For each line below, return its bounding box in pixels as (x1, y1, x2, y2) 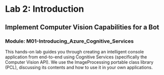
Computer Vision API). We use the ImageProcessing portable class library (5, 59, 154, 65)
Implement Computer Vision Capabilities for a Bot (5, 23, 160, 31)
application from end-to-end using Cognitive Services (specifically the (5, 54, 147, 60)
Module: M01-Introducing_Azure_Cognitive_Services (5, 38, 134, 45)
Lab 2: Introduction (5, 3, 84, 15)
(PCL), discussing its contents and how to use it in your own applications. (5, 64, 153, 70)
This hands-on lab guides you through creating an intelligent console (5, 49, 144, 54)
